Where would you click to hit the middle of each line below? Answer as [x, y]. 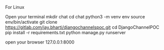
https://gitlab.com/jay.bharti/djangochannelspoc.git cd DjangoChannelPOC [82, 27]
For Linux [15, 7]
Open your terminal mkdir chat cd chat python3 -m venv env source [75, 17]
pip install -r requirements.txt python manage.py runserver [65, 32]
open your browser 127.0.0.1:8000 [40, 42]
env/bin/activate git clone [31, 22]
